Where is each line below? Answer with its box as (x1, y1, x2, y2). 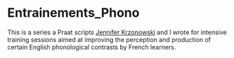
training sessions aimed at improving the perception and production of (7, 35, 211, 43)
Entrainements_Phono (7, 5, 140, 21)
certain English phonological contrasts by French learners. (7, 43, 176, 51)
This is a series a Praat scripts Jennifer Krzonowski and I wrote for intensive (7, 28, 227, 36)
